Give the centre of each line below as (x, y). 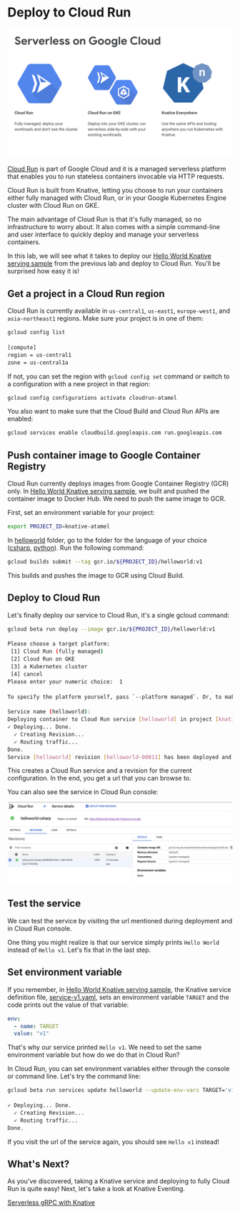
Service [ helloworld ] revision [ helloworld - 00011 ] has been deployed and (120, 757)
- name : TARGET (36, 1026)
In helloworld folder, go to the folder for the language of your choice (107, 540)
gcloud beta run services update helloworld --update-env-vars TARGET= (116, 1090)
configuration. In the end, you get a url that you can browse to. (99, 778)
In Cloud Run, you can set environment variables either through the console (119, 1069)
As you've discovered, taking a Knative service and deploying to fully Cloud (119, 1181)
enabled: (20, 419)
